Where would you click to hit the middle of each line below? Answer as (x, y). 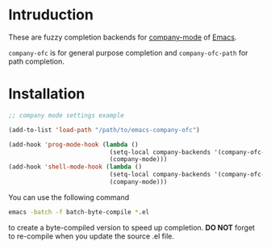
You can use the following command (69, 197)
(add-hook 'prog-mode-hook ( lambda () (73, 144)
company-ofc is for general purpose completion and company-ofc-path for (128, 52)
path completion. (36, 61)
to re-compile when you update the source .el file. (92, 236)
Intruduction (51, 15)
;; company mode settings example (67, 115)
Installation (47, 94)
